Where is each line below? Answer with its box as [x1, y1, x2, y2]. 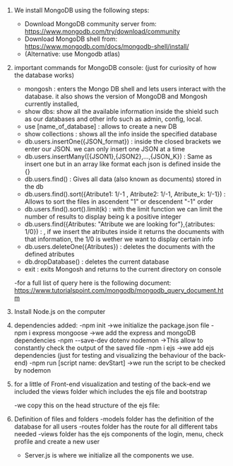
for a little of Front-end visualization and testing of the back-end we [13, 380, 211, 388]
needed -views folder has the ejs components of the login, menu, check [13, 430, 224, 438]
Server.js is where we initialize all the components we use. [24, 451, 194, 459]
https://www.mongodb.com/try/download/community [24, 28, 180, 35]
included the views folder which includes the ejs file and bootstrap [13, 388, 208, 395]
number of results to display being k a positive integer [24, 212, 181, 221]
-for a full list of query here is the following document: [13, 279, 172, 287]
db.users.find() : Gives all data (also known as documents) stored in [24, 175, 222, 183]
